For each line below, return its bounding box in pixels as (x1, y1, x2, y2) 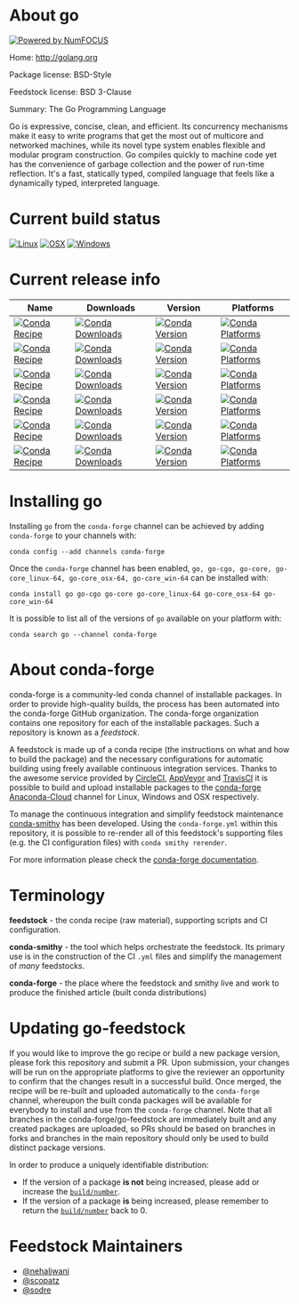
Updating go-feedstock (9, 1018, 186, 1038)
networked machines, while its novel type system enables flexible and (9, 140, 266, 150)
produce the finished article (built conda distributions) (9, 986, 207, 997)
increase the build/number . (21, 1186, 121, 1196)
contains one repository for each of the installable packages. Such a (9, 717, 260, 728)
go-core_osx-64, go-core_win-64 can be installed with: (69, 572, 269, 583)
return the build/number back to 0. (21, 1204, 148, 1215)
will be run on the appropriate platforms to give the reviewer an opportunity (9, 1067, 285, 1077)
